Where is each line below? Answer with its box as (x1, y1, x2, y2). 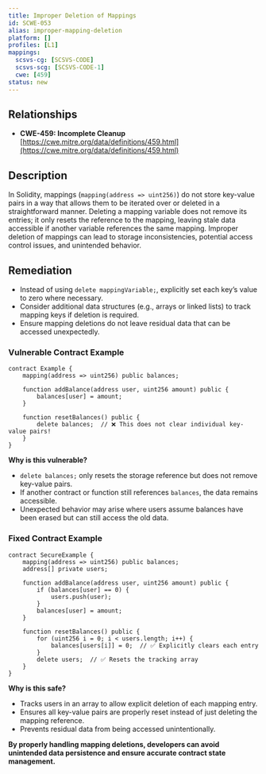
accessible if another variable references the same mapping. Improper (8, 224, 239, 233)
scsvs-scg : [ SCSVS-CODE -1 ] (15, 64, 105, 72)
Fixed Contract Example (8, 533, 103, 544)
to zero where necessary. (19, 293, 103, 302)
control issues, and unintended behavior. (8, 240, 141, 251)
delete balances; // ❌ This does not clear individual (37, 421, 226, 429)
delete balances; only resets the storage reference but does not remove (19, 471, 258, 480)
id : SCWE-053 (8, 19, 52, 27)
